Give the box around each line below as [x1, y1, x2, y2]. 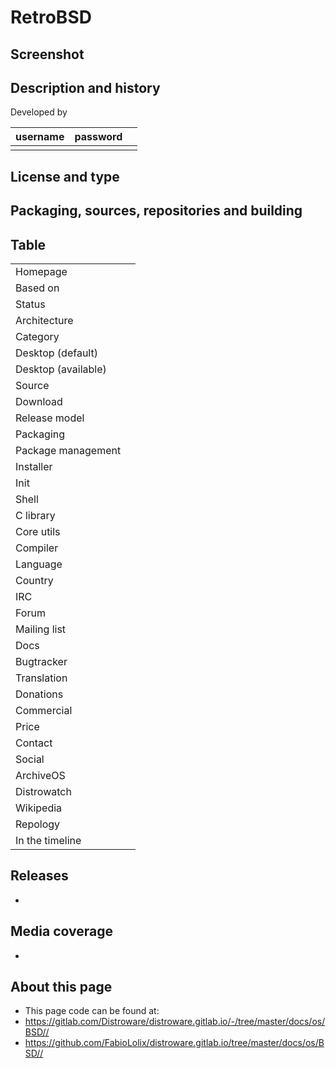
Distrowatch [15, 784, 72, 798]
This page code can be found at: [24, 1005, 160, 1017]
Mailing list [15, 622, 67, 636]
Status [15, 297, 46, 311]
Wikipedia [15, 801, 63, 815]
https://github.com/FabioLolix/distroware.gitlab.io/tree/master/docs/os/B [24, 1037, 325, 1049]
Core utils [15, 524, 61, 538]
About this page [10, 979, 113, 995]
